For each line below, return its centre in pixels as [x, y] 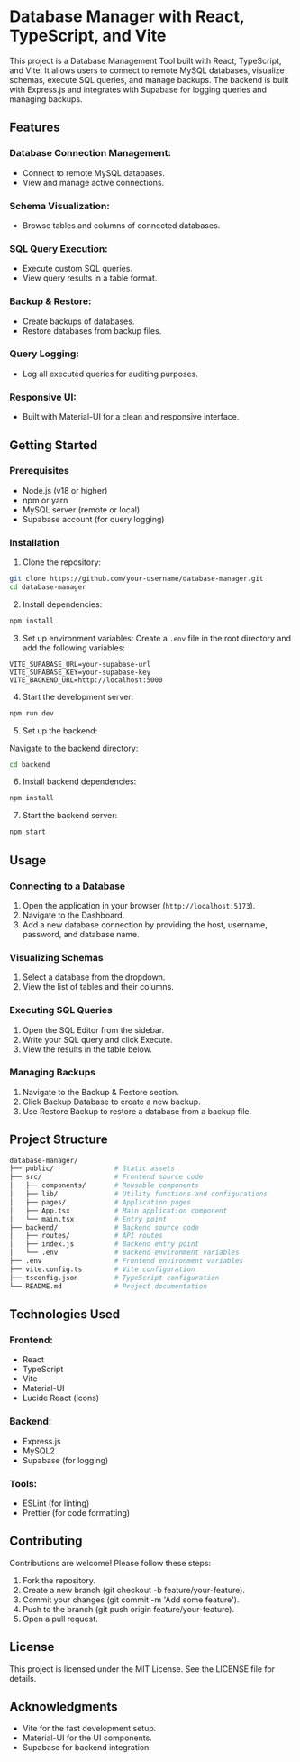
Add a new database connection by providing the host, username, [145, 924]
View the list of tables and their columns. [98, 987]
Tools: [23, 1483]
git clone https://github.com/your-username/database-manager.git [136, 579]
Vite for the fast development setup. [89, 1729]
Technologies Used [64, 1314]
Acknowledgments [64, 1707]
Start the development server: [78, 696]
